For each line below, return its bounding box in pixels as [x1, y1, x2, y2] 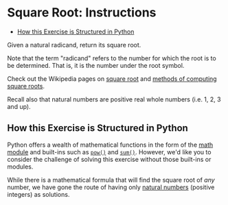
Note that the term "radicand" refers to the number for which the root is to [7, 53, 216, 62]
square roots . [7, 82, 45, 90]
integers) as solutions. [7, 190, 70, 198]
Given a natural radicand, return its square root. [7, 40, 141, 49]
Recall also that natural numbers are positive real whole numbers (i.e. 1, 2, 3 [7, 95, 221, 104]
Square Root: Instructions [7, 5, 157, 21]
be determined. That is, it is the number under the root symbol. [7, 61, 185, 69]
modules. [7, 162, 34, 171]
